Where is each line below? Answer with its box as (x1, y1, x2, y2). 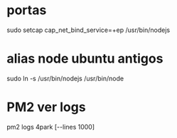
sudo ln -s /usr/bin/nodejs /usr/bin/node (6, 74, 124, 83)
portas (6, 2, 47, 18)
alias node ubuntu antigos (6, 51, 163, 67)
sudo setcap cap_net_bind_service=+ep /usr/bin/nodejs (6, 26, 171, 34)
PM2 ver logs (6, 99, 86, 115)
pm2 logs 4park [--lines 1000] (6, 122, 95, 131)
